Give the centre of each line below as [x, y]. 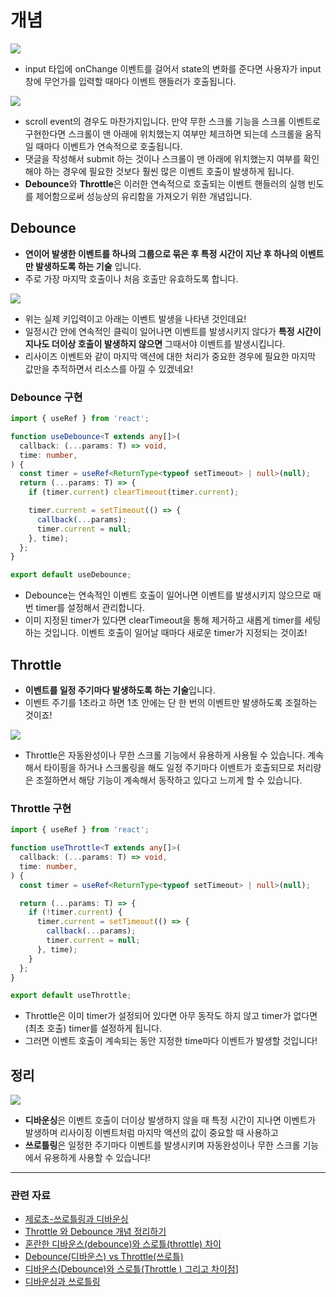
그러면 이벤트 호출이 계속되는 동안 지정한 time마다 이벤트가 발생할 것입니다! [171, 1041]
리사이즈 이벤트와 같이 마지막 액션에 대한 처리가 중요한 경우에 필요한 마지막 [170, 356]
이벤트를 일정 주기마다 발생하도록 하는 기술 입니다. [120, 690]
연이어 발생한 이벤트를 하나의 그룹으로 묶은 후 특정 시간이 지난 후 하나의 [161, 253]
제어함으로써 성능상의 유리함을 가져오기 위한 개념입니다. [144, 196]
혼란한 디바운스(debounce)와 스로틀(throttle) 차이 [123, 1244]
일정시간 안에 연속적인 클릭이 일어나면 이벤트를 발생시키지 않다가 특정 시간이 [173, 331]
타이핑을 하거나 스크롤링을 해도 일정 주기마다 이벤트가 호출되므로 [169, 767]
